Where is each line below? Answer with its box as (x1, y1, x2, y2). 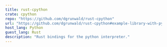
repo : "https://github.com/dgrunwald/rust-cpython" (5, 16, 114, 21)
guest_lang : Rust (5, 30, 41, 35)
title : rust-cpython (5, 7, 48, 12)
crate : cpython (5, 12, 37, 17)
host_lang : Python (5, 25, 43, 30)
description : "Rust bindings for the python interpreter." (5, 35, 130, 40)
